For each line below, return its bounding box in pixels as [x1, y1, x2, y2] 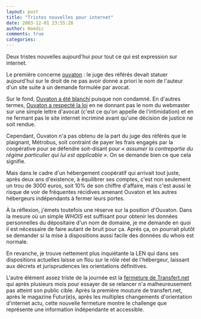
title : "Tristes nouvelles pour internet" [6, 14, 114, 20]
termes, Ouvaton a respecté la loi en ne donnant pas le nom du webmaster [6, 102, 190, 108]
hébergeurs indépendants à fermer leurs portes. [6, 195, 125, 202]
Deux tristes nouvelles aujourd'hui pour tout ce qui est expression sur [6, 53, 178, 60]
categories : [6, 37, 36, 42]
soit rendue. [6, 121, 36, 127]
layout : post [6, 8, 39, 15]
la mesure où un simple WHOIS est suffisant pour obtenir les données [6, 213, 178, 220]
